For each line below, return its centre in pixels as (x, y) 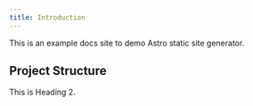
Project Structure (58, 71)
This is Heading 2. (42, 92)
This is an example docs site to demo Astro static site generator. (127, 43)
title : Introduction (48, 17)
